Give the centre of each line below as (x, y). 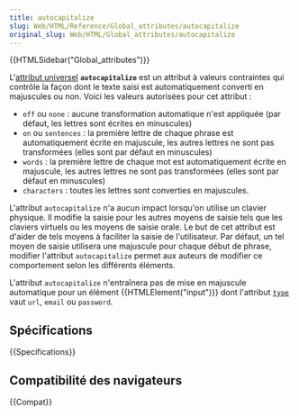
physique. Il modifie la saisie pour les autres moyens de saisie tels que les (146, 218)
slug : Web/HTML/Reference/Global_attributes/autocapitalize (125, 26)
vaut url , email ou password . (61, 302)
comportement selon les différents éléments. (92, 266)
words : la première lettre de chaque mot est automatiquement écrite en (154, 162)
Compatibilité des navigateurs (96, 380)
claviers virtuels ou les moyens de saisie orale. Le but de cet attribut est (143, 227)
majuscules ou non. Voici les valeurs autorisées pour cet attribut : (131, 96)
